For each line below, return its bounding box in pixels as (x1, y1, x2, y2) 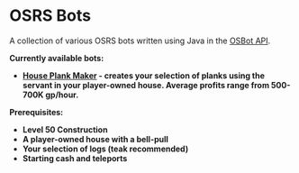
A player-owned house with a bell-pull (22, 133, 169, 144)
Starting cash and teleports (22, 152, 128, 163)
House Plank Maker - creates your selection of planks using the (22, 69, 266, 81)
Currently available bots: (9, 52, 104, 63)
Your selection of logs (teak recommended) (22, 143, 189, 154)
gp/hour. (44, 89, 79, 100)
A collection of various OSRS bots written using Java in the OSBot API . (9, 35, 271, 46)
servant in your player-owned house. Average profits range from (22, 79, 270, 90)
